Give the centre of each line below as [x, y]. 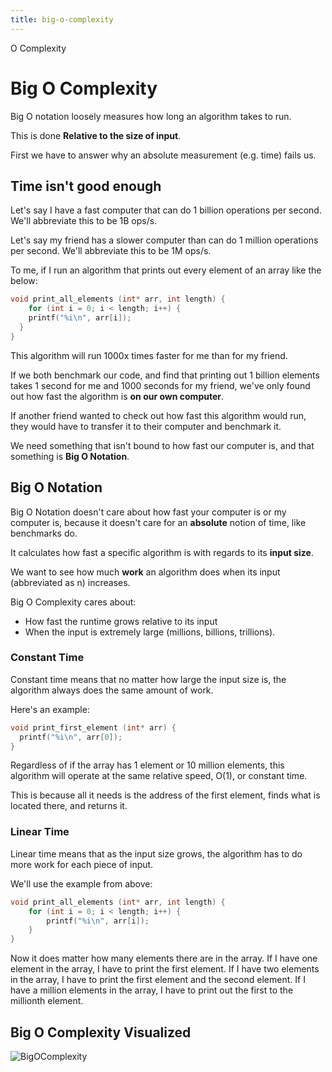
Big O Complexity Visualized [101, 1032]
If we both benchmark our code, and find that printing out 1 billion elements [165, 375]
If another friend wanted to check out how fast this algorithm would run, [158, 415]
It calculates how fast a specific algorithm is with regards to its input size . [162, 552]
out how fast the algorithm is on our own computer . [117, 396]
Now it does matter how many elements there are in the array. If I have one [164, 958]
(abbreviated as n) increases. [70, 582]
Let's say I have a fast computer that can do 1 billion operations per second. [166, 210]
